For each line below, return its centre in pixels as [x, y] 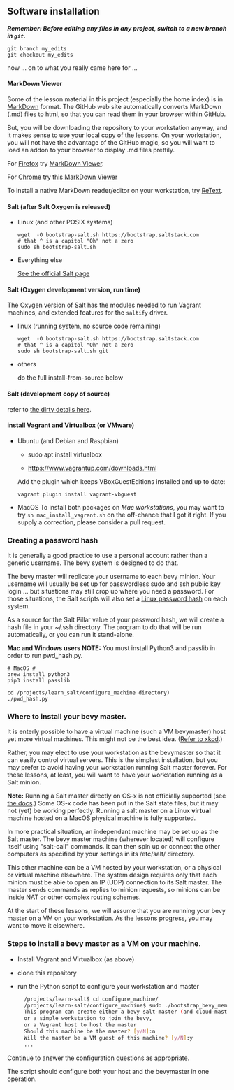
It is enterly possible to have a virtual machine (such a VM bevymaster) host [116, 732]
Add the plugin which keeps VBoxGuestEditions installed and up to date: [121, 481]
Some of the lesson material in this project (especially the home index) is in [115, 99]
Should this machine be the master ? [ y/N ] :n [90, 1032]
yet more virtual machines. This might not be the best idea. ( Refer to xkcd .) [115, 739]
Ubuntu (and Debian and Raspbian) [68, 440]
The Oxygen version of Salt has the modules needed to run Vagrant [104, 305]
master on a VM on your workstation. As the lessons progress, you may [110, 918]
